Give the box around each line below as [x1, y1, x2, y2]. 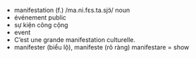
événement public [13, 13, 67, 22]
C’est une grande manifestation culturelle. [13, 36, 136, 44]
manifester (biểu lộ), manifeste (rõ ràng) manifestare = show [13, 43, 190, 51]
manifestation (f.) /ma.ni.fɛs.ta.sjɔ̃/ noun [13, 6, 130, 14]
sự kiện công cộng [13, 21, 68, 29]
